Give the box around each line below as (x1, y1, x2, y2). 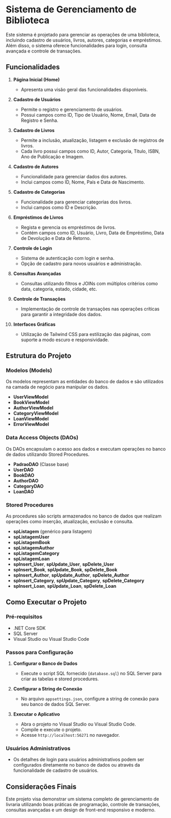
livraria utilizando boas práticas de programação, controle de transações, (6, 802, 161, 808)
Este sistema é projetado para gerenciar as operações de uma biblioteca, (6, 31, 160, 38)
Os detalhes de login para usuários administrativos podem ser (13, 756, 144, 763)
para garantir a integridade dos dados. (20, 311, 102, 317)
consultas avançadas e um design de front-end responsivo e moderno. (6, 807, 156, 813)
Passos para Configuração (6, 648, 74, 656)
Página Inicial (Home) (13, 76, 60, 83)
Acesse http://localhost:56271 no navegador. (20, 732, 120, 738)
